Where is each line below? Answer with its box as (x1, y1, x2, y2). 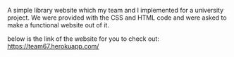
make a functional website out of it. (7, 21, 109, 29)
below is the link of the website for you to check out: (7, 34, 160, 43)
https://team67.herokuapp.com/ (7, 42, 99, 50)
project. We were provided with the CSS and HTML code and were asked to (7, 13, 227, 22)
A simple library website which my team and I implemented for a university (7, 6, 224, 14)
